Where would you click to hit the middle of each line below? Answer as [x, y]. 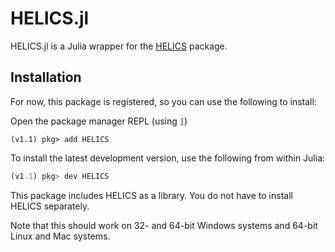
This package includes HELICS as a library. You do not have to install [151, 195]
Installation [46, 77]
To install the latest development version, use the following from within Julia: [168, 158]
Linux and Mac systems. [60, 236]
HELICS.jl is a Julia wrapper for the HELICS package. [119, 46]
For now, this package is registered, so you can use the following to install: [163, 101]
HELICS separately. [50, 206]
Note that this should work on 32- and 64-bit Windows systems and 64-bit [164, 225]
